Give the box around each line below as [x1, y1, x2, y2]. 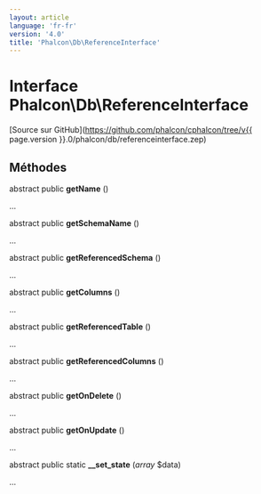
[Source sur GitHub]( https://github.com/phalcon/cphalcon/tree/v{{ [9, 125, 253, 135]
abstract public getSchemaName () [9, 218, 139, 228]
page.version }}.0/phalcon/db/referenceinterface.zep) [9, 134, 207, 145]
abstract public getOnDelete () [9, 391, 123, 401]
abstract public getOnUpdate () [9, 425, 125, 435]
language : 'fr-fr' [9, 21, 77, 30]
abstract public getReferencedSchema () [9, 253, 162, 263]
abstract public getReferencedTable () [9, 321, 151, 332]
